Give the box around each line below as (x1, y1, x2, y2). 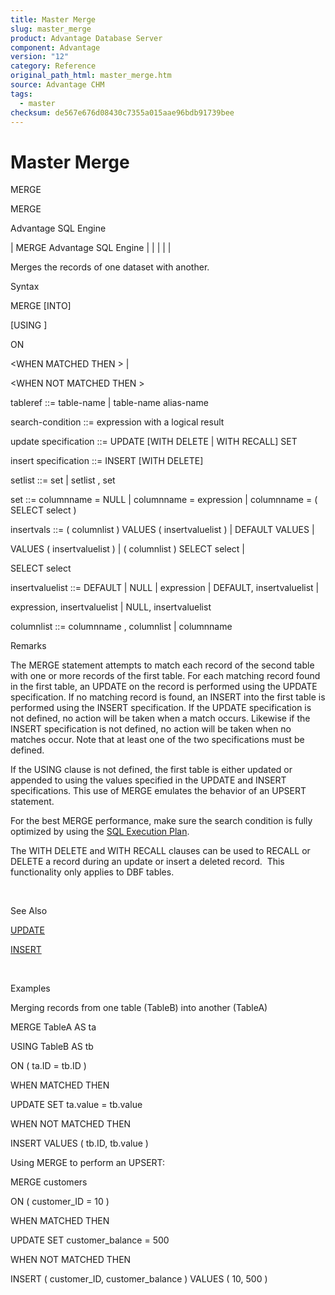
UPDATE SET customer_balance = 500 (10, 1234, 170, 1246)
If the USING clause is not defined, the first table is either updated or (10, 764, 293, 776)
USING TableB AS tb (10, 1041, 94, 1053)
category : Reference (10, 61, 97, 71)
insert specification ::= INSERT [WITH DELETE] (10, 455, 204, 467)
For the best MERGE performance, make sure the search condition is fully (10, 815, 313, 827)
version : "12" (10, 52, 70, 62)
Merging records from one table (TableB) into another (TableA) (10, 1002, 268, 1014)
